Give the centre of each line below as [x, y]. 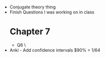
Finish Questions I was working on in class [52, 12]
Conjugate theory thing [33, 7]
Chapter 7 [30, 32]
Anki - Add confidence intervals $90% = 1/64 [55, 50]
